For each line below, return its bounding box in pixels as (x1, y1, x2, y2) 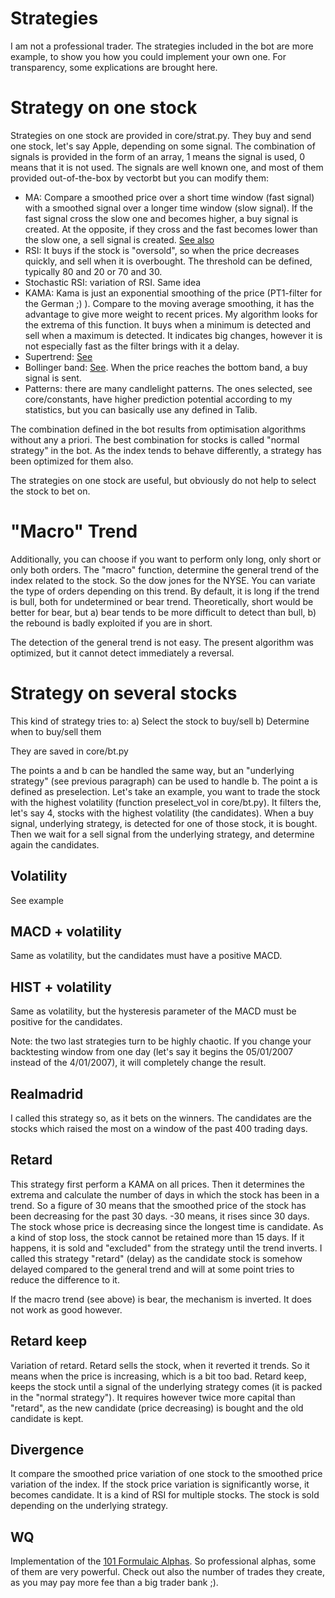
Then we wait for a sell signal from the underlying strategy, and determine (10, 828, 315, 840)
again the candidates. (10, 838, 100, 851)
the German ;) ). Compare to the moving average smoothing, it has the (24, 297, 315, 309)
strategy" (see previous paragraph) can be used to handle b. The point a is (10, 775, 318, 787)
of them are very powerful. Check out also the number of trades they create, (10, 1566, 326, 1578)
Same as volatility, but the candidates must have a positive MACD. (10, 950, 283, 962)
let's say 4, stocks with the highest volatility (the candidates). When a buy (10, 807, 314, 819)
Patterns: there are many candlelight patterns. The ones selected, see (24, 382, 313, 394)
